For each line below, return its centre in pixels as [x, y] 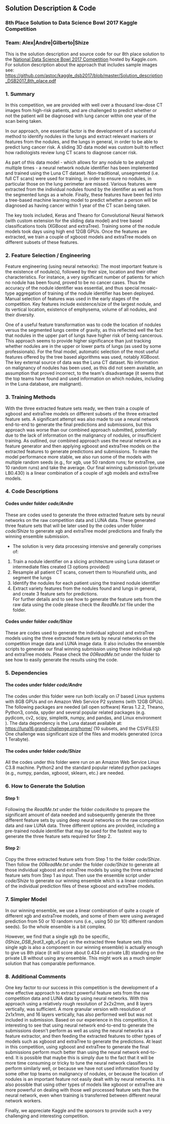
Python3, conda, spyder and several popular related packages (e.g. [75, 712]
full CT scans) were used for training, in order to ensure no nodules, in [78, 178]
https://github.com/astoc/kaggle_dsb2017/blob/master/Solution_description [84, 75]
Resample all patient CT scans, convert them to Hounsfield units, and [84, 572]
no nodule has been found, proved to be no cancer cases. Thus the [75, 283]
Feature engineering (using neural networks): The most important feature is [84, 266]
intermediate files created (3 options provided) [61, 567]
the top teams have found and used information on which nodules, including [84, 379]
